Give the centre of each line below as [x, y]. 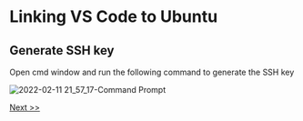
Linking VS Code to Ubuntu [114, 17]
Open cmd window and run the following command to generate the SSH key [152, 72]
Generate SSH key [62, 50]
